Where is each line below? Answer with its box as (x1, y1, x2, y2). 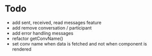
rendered (12, 46, 31, 52)
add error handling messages (12, 30, 74, 36)
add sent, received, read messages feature (12, 19, 102, 25)
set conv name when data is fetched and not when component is (12, 40, 147, 46)
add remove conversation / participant (12, 24, 92, 30)
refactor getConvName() (12, 35, 64, 41)
